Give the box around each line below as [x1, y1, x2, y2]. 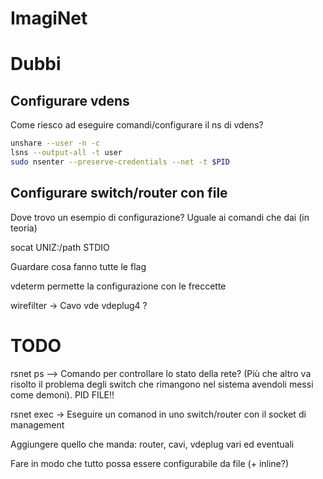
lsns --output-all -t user [10, 148, 123, 158]
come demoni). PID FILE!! [10, 388, 115, 401]
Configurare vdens [10, 92, 130, 109]
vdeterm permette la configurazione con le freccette [10, 280, 227, 292]
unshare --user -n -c [10, 138, 101, 149]
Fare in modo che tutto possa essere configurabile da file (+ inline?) [10, 457, 290, 469]
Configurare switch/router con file [10, 185, 228, 202]
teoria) [10, 222, 38, 234]
